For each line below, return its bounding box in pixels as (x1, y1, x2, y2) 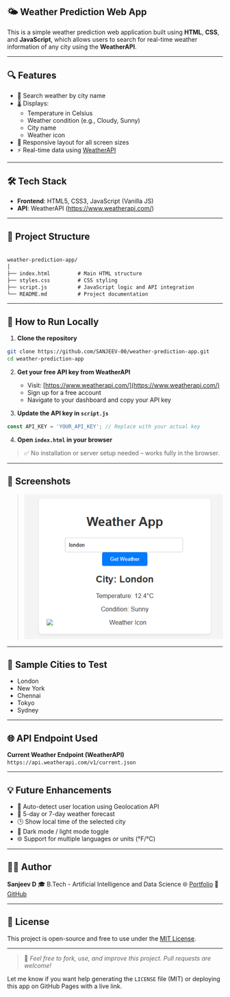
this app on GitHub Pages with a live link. (7, 982, 123, 990)
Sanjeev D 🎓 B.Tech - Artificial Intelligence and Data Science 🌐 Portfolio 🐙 (7, 880, 219, 888)
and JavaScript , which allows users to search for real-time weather (7, 35, 198, 43)
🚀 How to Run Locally (7, 315, 99, 328)
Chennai (16, 692, 41, 700)
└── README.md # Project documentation (7, 291, 149, 298)
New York (16, 684, 45, 693)
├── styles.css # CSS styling (7, 277, 118, 284)
